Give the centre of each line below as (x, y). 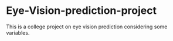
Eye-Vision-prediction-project (82, 11)
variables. (18, 32)
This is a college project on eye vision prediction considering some (87, 27)
